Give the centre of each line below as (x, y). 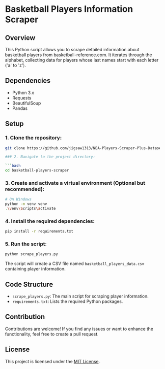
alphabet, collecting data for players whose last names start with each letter (82, 60)
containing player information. (35, 269)
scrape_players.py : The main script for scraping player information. (80, 296)
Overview (20, 38)
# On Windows (18, 200)
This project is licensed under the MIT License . (53, 361)
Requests (22, 98)
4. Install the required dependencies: (50, 221)
